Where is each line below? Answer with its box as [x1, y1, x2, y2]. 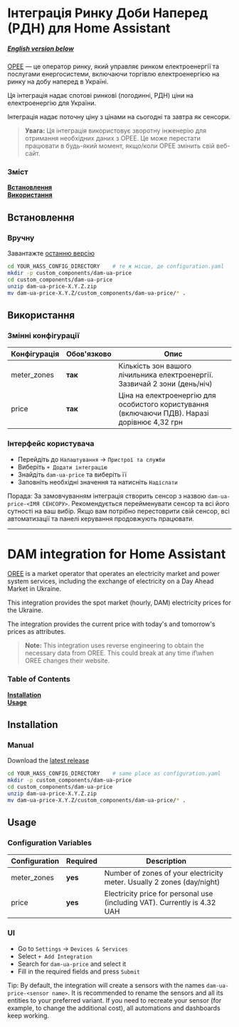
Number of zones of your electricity [104, 869, 223, 879]
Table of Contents [7, 674, 71, 684]
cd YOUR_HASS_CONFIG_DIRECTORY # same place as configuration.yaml [7, 770, 221, 777]
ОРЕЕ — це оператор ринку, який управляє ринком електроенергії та [7, 62, 219, 71]
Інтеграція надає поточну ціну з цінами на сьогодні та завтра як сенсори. [7, 113, 231, 121]
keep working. [7, 1011, 50, 1020]
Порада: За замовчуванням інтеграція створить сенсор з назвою [7, 491, 206, 500]
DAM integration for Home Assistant [7, 546, 226, 562]
